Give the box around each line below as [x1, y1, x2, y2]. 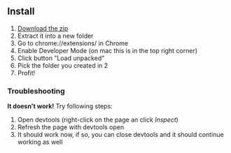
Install [7, 6, 35, 17]
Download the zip [17, 24, 69, 32]
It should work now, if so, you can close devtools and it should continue [17, 131, 224, 139]
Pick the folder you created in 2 [17, 61, 108, 69]
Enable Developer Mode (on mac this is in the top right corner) [17, 46, 198, 54]
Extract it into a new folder [17, 31, 94, 40]
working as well [17, 138, 63, 146]
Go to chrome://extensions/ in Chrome [17, 38, 129, 48]
